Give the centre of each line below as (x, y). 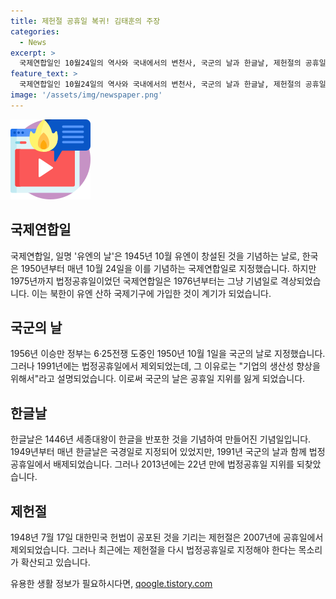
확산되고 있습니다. (55, 562)
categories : (35, 31)
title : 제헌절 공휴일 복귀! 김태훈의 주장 (85, 21)
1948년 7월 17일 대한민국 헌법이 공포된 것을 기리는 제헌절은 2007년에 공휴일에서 (167, 537)
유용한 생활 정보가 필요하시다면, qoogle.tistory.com (111, 583)
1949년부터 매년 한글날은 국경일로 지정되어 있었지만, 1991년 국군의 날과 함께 (158, 452)
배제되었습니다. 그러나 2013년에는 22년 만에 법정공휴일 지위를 (174, 464)
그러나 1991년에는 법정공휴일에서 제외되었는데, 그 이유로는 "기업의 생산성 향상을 (165, 366)
